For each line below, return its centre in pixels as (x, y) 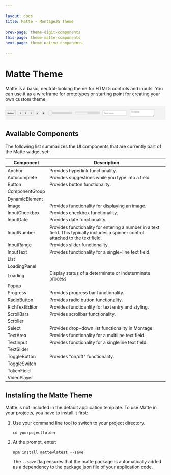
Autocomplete (22, 177)
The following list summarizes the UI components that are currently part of (83, 146)
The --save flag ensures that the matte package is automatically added (87, 461)
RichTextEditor (23, 307)
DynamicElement (25, 199)
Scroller (16, 321)
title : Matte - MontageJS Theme (39, 21)
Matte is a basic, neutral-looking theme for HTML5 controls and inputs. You (84, 88)
